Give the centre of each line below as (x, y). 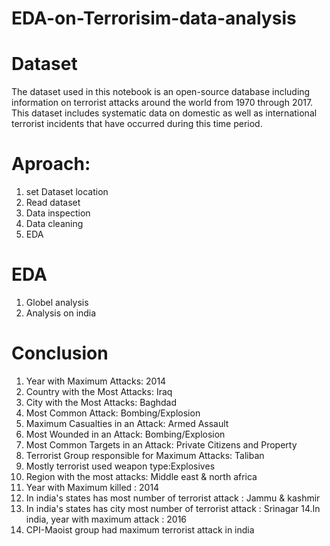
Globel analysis (57, 302)
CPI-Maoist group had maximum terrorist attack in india (140, 529)
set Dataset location (67, 192)
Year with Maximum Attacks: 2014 (96, 381)
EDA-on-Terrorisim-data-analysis (154, 18)
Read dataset (53, 203)
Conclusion (60, 353)
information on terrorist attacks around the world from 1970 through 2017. (162, 103)
